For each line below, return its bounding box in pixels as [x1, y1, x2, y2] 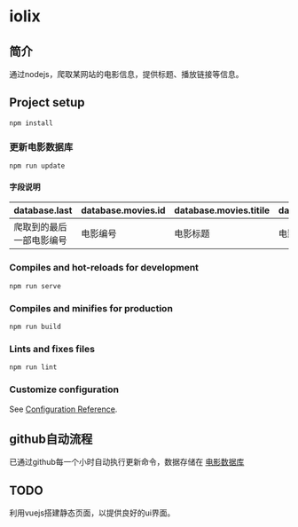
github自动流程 [9, 431, 93, 446]
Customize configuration [9, 383, 120, 396]
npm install [9, 118, 53, 128]
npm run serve [9, 281, 62, 290]
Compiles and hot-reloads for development [9, 262, 200, 274]
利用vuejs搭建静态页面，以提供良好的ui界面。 [9, 507, 176, 518]
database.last [13, 204, 73, 216]
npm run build [9, 322, 62, 331]
